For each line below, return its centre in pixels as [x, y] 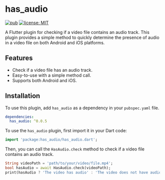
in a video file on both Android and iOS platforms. [55, 42]
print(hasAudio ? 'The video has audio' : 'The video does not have [77, 172]
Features [19, 58]
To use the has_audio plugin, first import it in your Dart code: [66, 131]
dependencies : [20, 117]
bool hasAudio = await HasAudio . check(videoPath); [58, 168]
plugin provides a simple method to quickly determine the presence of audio [82, 37]
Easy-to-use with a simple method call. [52, 75]
